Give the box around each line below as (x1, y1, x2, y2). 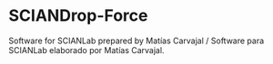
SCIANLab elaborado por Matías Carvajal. (8, 44, 165, 55)
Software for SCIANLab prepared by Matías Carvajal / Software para (8, 35, 265, 46)
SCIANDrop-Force (8, 5, 148, 26)
